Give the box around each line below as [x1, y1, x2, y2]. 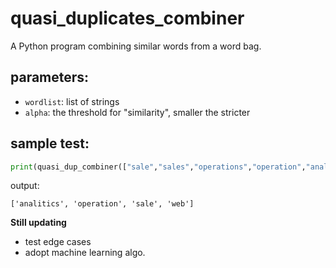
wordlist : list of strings [24, 95, 120, 107]
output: [10, 180, 40, 192]
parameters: [10, 69, 90, 86]
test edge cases [24, 236, 92, 248]
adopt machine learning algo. [24, 247, 146, 259]
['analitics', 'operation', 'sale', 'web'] [10, 199, 195, 209]
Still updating [10, 217, 67, 229]
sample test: [10, 135, 90, 152]
